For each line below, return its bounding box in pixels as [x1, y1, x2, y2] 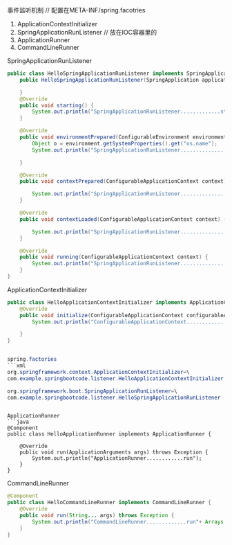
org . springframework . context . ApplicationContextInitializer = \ [7, 368, 190, 375]
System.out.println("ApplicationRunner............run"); [32, 455, 202, 462]
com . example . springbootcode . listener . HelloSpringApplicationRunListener [7, 394, 221, 401]
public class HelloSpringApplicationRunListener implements [7, 70, 184, 77]
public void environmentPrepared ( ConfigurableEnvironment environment [19, 134, 227, 141]
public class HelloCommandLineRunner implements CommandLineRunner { [7, 499, 212, 506]
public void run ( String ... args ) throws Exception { [19, 512, 175, 519]
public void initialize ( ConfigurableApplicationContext [19, 312, 184, 319]
